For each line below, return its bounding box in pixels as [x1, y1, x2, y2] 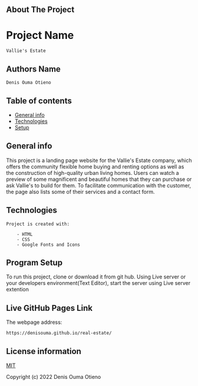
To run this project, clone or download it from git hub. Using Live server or [6, 273, 186, 280]
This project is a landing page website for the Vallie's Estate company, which [6, 157, 192, 164]
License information [6, 346, 81, 356]
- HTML [16, 231, 33, 237]
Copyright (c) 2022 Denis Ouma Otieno [6, 374, 101, 381]
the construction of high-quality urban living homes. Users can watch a [6, 169, 179, 176]
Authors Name [6, 64, 61, 74]
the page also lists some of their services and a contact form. [6, 188, 155, 195]
